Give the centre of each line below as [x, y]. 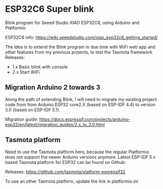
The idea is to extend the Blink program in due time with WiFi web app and [80, 47]
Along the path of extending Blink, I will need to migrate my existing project [81, 99]
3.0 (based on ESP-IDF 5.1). [33, 109]
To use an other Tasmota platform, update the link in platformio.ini [72, 181]
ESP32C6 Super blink [50, 9]
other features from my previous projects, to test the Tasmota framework [79, 52]
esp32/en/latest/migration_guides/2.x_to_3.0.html [55, 124]
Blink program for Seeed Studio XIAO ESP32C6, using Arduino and [72, 23]
